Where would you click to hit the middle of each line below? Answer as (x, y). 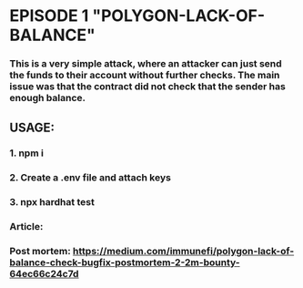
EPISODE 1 (49, 16)
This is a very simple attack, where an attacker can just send (146, 64)
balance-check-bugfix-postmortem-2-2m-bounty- (125, 262)
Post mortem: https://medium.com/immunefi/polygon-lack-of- (152, 252)
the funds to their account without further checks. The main (145, 76)
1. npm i (26, 153)
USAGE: (32, 127)
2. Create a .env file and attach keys (90, 178)
